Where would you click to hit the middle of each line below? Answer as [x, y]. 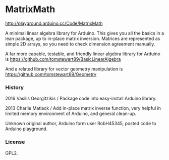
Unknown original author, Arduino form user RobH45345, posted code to [81, 124]
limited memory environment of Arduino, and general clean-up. [71, 114]
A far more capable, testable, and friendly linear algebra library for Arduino [83, 54]
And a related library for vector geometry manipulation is [64, 69]
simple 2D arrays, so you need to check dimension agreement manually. [80, 44]
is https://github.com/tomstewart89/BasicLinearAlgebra [63, 59]
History [15, 87]
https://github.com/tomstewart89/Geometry [51, 74]
